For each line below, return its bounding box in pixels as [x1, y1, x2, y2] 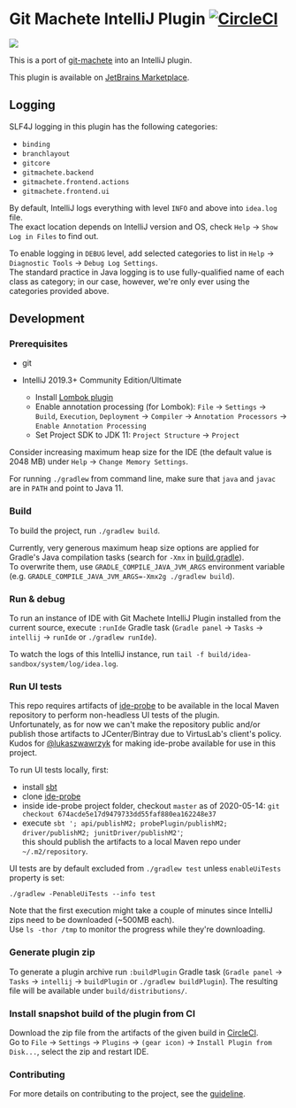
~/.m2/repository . [21, 846, 88, 856]
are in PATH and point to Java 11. [9, 483, 124, 493]
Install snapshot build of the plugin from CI [9, 1007, 196, 1019]
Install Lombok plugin [34, 392, 113, 403]
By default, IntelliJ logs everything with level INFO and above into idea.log [9, 202, 277, 213]
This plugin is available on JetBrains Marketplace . [9, 72, 190, 82]
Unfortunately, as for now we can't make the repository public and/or [9, 719, 261, 730]
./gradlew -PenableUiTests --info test [9, 890, 156, 899]
